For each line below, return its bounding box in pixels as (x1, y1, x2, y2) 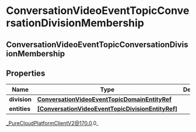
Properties (6, 68, 45, 78)
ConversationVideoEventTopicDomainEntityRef (37, 95, 172, 104)
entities (9, 105, 31, 113)
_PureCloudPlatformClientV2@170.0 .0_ (6, 120, 99, 127)
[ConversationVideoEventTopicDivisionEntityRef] (37, 105, 178, 113)
